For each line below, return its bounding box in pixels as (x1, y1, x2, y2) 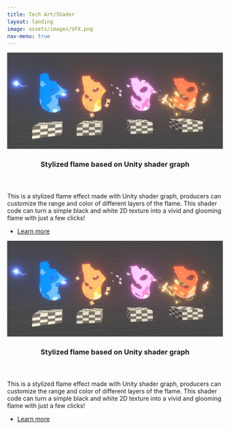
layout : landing (7, 18, 53, 25)
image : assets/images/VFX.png (7, 25, 94, 32)
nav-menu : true (7, 33, 51, 40)
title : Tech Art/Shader (7, 11, 75, 18)
